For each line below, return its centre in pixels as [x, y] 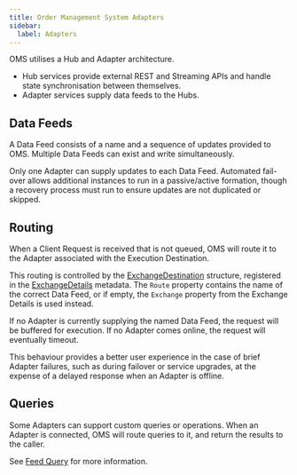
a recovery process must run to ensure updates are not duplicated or [135, 190]
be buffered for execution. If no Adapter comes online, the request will [137, 330]
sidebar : [25, 26]
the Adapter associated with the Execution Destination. [109, 258]
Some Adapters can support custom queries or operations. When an [134, 425]
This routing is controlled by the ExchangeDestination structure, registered [145, 275]
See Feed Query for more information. [78, 461]
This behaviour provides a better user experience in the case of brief [135, 357]
